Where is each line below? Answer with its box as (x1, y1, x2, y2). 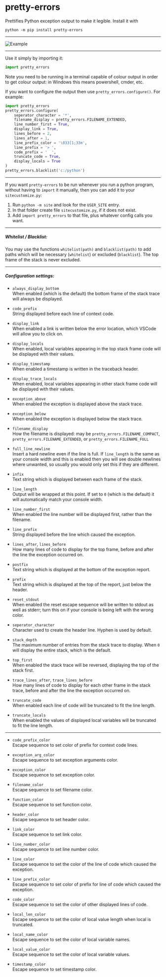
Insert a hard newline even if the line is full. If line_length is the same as (12, 451, 160, 456)
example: (5, 94, 24, 100)
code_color (12, 897, 35, 902)
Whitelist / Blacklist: (5, 234, 48, 240)
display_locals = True (14, 159, 61, 164)
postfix (12, 562, 28, 567)
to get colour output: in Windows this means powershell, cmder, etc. (5, 79, 144, 85)
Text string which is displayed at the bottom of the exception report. (12, 566, 151, 572)
